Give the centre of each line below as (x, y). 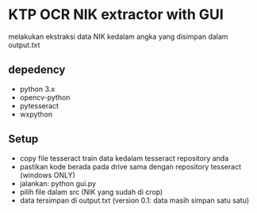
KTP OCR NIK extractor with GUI (116, 15)
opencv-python (45, 97)
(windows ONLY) (47, 175)
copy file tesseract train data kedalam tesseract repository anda (124, 158)
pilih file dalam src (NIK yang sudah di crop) (91, 192)
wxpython (36, 114)
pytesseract (39, 105)
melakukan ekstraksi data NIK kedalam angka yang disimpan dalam (118, 36)
